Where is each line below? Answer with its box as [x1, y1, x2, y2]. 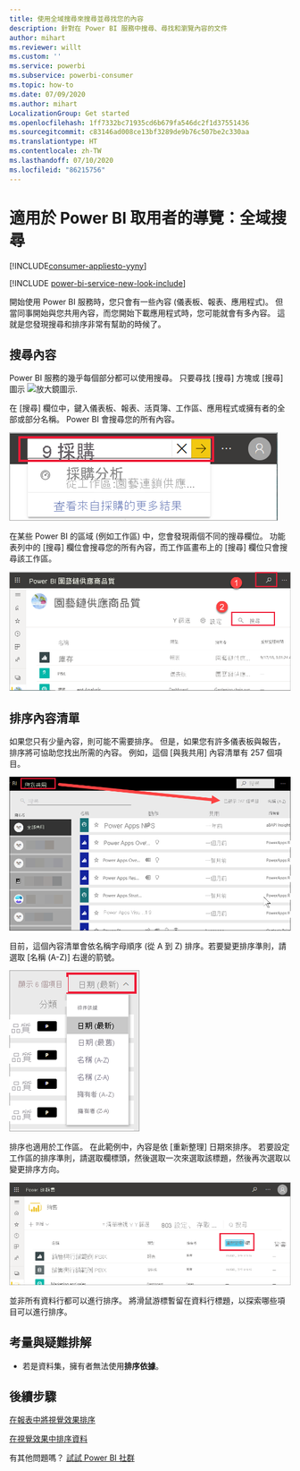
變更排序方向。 [9, 1164, 64, 1175]
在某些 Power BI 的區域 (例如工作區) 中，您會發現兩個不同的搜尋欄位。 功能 [9, 531, 286, 541]
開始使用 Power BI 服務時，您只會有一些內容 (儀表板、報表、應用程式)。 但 [9, 296, 284, 307]
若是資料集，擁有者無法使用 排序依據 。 [21, 1360, 163, 1371]
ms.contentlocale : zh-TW [9, 147, 102, 156]
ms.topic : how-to [9, 81, 74, 89]
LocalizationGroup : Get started [9, 108, 129, 118]
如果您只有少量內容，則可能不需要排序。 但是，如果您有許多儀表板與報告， [9, 736, 286, 747]
